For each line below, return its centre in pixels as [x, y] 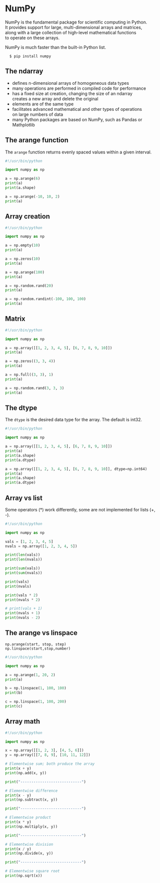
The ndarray [24, 71]
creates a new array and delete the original [55, 99]
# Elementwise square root [32, 871]
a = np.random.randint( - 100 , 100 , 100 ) [46, 299]
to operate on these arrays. [32, 38]
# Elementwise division [29, 844]
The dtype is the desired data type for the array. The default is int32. [74, 420]
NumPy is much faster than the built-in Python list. [56, 47]
